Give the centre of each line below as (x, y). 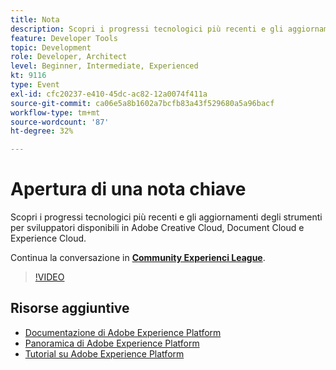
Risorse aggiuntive (70, 308)
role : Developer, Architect (69, 57)
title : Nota (35, 19)
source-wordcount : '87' (60, 122)
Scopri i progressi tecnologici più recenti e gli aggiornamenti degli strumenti (166, 217)
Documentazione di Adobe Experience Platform (123, 332)
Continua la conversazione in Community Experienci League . (138, 258)
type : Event (35, 85)
